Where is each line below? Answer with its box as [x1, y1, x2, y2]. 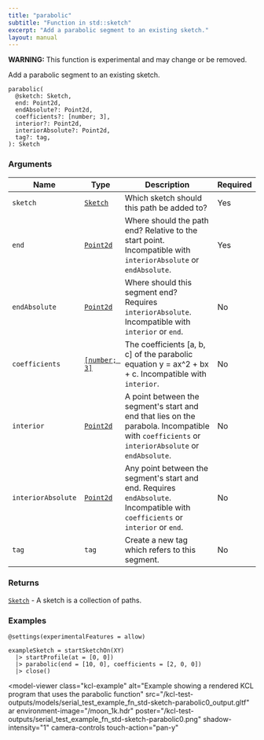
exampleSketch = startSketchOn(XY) [8, 646, 125, 655]
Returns [8, 577, 39, 588]
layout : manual [8, 33, 58, 42]
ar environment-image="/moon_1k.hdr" [8, 706, 134, 716]
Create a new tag [124, 534, 189, 545]
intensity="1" [8, 723, 49, 732]
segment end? [124, 286, 178, 297]
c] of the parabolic [124, 348, 193, 359]
